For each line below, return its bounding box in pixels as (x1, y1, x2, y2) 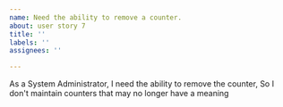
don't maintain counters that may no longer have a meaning (9, 88, 229, 99)
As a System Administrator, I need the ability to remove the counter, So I (9, 78, 275, 89)
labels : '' (9, 37, 50, 47)
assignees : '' (9, 46, 63, 55)
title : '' (9, 29, 47, 38)
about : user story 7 (9, 21, 87, 30)
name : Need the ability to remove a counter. (9, 12, 182, 22)
